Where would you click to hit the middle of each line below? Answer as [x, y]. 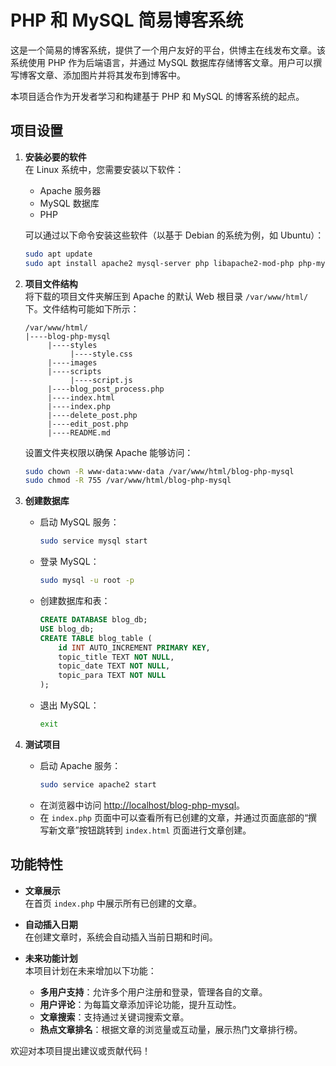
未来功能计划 [51, 958]
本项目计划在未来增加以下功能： [90, 970]
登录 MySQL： [69, 562]
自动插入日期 [51, 924]
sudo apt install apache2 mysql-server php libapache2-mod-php [159, 263]
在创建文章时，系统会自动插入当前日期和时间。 [121, 937]
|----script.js [101, 380]
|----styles [72, 345]
